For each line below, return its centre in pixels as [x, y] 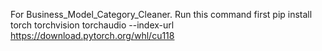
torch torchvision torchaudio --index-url [92, 25]
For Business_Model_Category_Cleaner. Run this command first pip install [161, 14]
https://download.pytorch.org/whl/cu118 [92, 35]
